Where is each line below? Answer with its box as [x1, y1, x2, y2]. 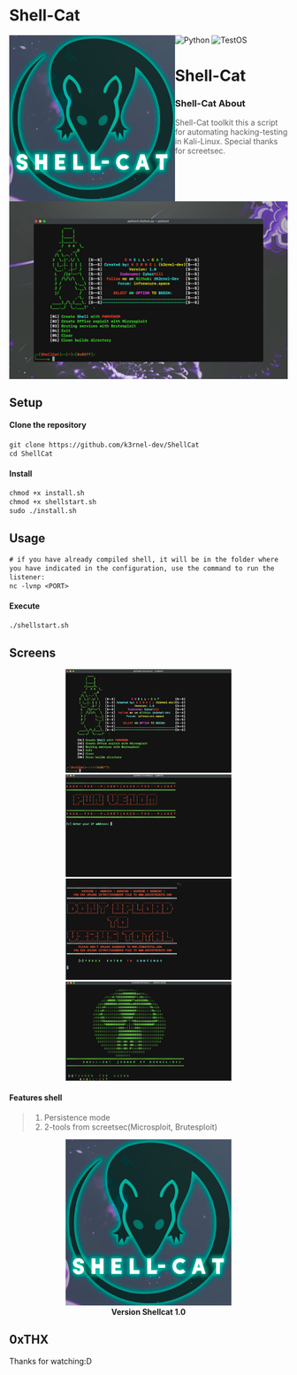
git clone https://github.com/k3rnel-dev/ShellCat [9, 440, 200, 449]
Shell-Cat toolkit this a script [175, 117, 278, 128]
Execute [9, 600, 40, 611]
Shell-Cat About [175, 97, 246, 110]
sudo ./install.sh [9, 507, 77, 516]
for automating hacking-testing [175, 127, 288, 137]
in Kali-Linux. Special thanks [175, 136, 278, 147]
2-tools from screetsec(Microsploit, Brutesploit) [43, 1122, 218, 1132]
